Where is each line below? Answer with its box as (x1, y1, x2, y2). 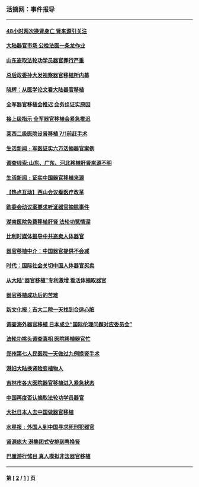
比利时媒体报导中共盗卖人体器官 (6, 233, 84, 240)
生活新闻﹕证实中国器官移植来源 (6, 174, 84, 181)
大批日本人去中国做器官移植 (6, 409, 74, 416)
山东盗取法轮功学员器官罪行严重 (6, 57, 84, 64)
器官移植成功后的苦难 (6, 291, 58, 299)
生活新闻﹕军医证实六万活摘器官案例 (6, 145, 95, 152)
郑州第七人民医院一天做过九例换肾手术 (6, 350, 99, 357)
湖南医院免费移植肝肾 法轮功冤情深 (6, 218, 91, 225)
